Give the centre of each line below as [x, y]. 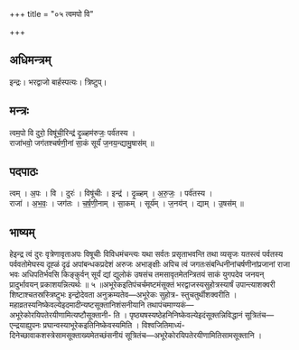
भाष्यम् [22, 232]
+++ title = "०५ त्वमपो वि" [51, 14]
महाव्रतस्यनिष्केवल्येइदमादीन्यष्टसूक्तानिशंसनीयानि [77, 305]
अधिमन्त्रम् [30, 60]
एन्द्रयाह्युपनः [25, 326]
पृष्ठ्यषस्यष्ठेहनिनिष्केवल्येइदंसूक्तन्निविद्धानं [186, 315]
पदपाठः [24, 172]
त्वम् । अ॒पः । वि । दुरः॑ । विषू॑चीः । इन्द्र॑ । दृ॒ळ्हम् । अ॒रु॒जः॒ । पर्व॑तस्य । [111, 193]
